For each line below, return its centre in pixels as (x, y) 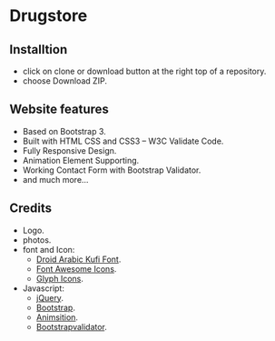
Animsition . (57, 317)
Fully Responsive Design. (69, 150)
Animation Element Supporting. (81, 160)
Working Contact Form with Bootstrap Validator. (112, 170)
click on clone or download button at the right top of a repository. (144, 71)
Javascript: (44, 288)
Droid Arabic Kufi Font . (79, 259)
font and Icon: (49, 249)
